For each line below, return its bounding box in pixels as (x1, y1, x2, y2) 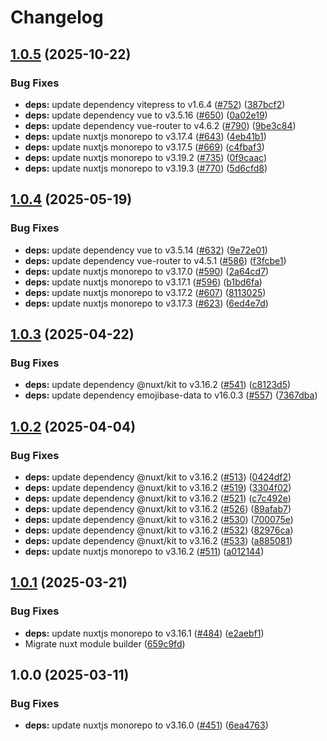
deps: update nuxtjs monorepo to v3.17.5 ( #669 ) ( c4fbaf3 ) (24, 141, 265, 153)
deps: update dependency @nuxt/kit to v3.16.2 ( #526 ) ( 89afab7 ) (24, 502, 292, 515)
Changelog (10, 6, 104, 29)
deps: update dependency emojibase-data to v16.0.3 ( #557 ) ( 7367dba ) (24, 389, 318, 401)
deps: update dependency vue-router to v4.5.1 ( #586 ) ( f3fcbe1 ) (24, 254, 287, 266)
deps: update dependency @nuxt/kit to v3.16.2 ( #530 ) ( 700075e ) (24, 513, 294, 525)
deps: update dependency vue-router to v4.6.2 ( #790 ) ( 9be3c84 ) (24, 119, 297, 131)
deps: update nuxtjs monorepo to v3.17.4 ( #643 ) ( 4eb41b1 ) (24, 130, 267, 142)
